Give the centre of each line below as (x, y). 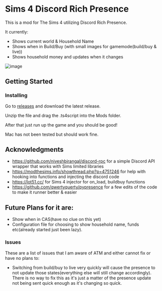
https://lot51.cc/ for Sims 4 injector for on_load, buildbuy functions (79, 182)
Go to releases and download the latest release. (53, 106)
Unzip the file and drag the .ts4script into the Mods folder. (63, 115)
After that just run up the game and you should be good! (61, 125)
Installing (16, 95)
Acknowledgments (35, 150)
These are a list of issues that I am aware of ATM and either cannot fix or (78, 253)
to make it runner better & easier (44, 192)
